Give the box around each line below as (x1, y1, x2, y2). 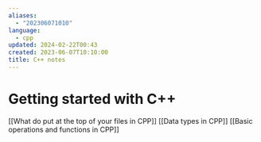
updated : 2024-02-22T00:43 (8, 41, 98, 49)
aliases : (8, 11, 37, 20)
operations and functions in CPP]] (8, 125, 119, 134)
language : (8, 26, 41, 34)
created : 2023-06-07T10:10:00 (8, 48, 109, 56)
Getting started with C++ (8, 90, 177, 108)
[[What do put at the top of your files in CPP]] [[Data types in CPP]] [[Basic (8, 116, 253, 125)
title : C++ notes (8, 56, 66, 64)
